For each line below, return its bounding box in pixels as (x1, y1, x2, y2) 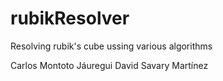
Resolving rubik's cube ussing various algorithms (10, 40, 213, 52)
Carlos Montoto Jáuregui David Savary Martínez (10, 59, 209, 71)
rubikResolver (10, 7, 130, 30)
